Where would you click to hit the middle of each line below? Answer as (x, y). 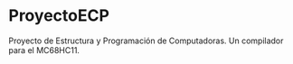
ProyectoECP (59, 16)
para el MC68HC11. (44, 50)
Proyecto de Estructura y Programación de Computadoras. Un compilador (146, 41)
